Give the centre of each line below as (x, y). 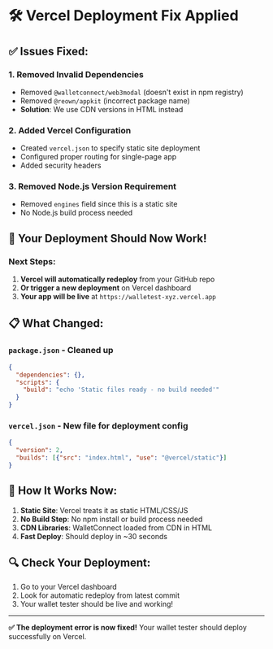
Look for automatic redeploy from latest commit (100, 595)
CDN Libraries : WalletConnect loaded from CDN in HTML (116, 527)
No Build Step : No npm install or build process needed (111, 519)
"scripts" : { (38, 382)
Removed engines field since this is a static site (99, 204)
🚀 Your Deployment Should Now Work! (108, 238)
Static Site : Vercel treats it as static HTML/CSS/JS (104, 510)
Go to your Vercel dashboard (69, 586)
